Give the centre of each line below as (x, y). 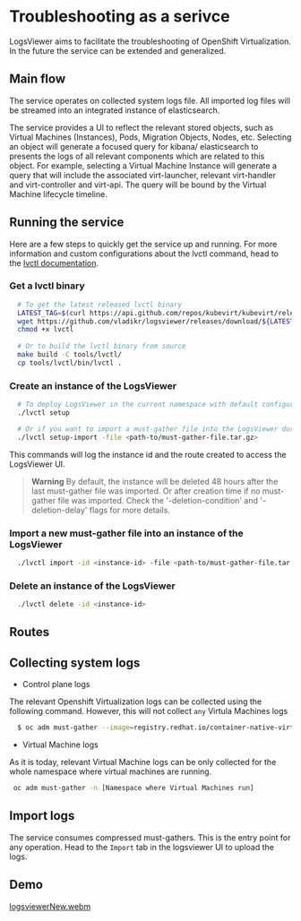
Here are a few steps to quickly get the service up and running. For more (143, 244)
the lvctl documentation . (54, 263)
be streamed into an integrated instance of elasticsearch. (115, 110)
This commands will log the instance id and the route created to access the (148, 454)
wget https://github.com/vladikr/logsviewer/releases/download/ (140, 321)
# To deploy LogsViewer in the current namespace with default (138, 405)
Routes (30, 632)
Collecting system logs (75, 663)
